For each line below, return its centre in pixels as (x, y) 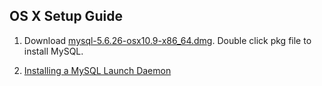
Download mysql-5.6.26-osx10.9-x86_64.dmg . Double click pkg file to (167, 40)
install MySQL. (53, 51)
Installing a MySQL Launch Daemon (97, 70)
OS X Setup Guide (66, 16)
